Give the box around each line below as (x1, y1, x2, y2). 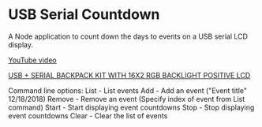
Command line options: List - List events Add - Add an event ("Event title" (8, 85, 247, 95)
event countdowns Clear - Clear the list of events (8, 110, 168, 120)
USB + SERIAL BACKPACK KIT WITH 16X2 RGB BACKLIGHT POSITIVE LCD (8, 70, 251, 80)
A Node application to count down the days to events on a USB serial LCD (8, 32, 249, 41)
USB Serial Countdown (8, 6, 160, 24)
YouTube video (8, 55, 57, 65)
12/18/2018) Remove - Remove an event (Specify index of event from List (8, 94, 245, 103)
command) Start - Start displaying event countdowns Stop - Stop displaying (8, 103, 255, 112)
